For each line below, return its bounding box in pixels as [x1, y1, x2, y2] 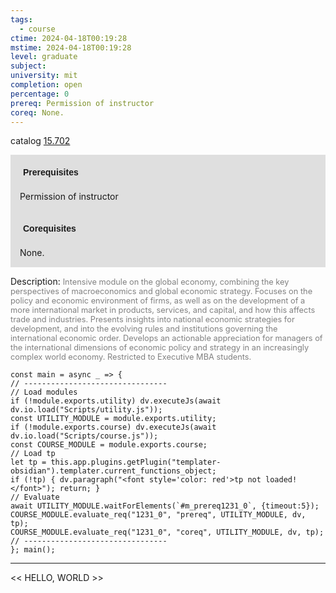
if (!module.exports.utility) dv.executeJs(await [10, 396, 222, 406]
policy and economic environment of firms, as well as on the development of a [10, 296, 306, 306]
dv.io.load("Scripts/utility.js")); [10, 405, 163, 415]
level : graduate [10, 52, 78, 62]
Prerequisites [23, 167, 79, 178]
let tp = [10, 457, 47, 468]
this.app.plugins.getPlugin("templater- [50, 457, 222, 468]
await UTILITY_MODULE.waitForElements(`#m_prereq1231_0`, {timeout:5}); [10, 501, 320, 511]
